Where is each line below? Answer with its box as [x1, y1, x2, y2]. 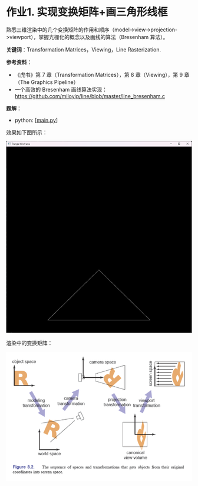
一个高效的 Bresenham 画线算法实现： [14, 86, 108, 93]
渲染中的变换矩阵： [6, 339, 53, 346]
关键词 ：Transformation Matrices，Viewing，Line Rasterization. [6, 46, 161, 53]
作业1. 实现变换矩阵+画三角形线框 [6, 5, 168, 19]
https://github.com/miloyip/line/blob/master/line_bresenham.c [14, 92, 166, 99]
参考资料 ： [6, 59, 32, 66]
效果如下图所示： [6, 128, 48, 136]
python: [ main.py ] [14, 116, 58, 124]
